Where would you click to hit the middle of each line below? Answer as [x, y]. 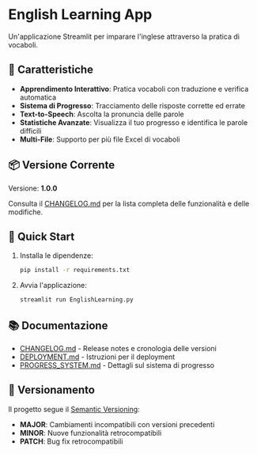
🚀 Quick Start [42, 236]
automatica [38, 97]
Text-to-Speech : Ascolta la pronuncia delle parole [102, 114]
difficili [30, 131]
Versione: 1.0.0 [33, 188]
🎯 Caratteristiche [51, 70]
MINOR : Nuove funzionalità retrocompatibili [91, 433]
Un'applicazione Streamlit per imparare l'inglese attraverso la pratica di [124, 36]
